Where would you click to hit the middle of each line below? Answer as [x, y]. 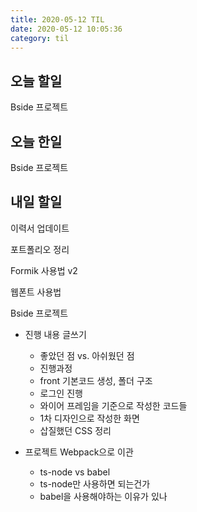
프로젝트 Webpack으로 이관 [79, 452]
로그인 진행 [61, 393]
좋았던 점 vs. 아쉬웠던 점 [87, 355]
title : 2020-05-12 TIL [57, 19]
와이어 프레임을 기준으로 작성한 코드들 [113, 405]
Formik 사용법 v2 [44, 270]
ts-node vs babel [75, 472]
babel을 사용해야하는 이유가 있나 [103, 496]
